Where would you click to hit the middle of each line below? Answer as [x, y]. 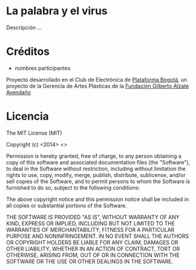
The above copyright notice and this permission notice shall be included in [97, 199]
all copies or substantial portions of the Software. [66, 205]
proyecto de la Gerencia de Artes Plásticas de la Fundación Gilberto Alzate [98, 86]
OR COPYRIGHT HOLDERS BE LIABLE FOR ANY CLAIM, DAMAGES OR [92, 242]
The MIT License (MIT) [34, 133]
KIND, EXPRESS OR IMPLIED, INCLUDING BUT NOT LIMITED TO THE [91, 223]
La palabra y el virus [57, 11]
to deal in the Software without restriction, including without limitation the [96, 169]
